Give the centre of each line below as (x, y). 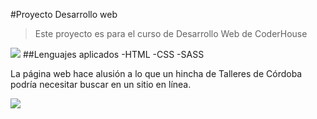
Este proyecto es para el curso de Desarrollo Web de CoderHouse (171, 33)
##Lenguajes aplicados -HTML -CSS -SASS (113, 54)
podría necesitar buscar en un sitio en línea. (101, 84)
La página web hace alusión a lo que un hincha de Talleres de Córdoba (156, 73)
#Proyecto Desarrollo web (64, 14)
